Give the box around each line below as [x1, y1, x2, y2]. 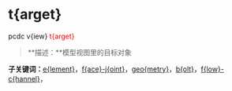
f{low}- [200, 64, 225, 74]
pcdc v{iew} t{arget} [8, 31, 75, 41]
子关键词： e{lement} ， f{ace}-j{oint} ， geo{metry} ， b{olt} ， [8, 64, 201, 74]
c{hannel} [8, 74, 41, 83]
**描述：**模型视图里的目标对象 [27, 47, 132, 56]
